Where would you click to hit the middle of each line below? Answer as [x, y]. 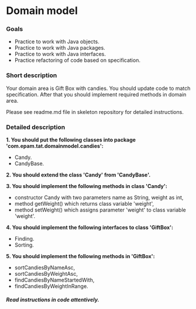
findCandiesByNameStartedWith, [54, 280]
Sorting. [24, 245]
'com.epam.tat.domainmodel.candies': [55, 146]
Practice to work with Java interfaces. [60, 54]
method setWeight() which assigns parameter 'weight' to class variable [100, 210]
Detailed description [36, 127]
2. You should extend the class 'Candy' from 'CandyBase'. [78, 175]
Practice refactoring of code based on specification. [77, 60]
